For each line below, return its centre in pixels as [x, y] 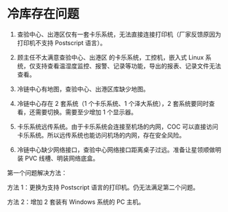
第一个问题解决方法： [37, 172]
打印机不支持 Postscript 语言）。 [62, 42]
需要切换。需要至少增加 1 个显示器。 [86, 112]
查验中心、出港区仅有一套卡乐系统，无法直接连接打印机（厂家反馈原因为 [119, 34]
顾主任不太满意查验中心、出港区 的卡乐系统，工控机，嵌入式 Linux [110, 57]
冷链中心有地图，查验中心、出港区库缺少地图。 [83, 89]
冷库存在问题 [43, 14]
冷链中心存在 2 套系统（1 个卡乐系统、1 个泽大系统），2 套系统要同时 [113, 103]
